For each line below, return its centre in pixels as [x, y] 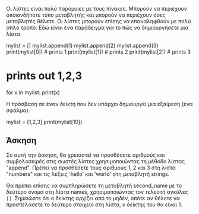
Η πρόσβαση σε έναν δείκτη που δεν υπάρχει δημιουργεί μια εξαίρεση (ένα [99, 104]
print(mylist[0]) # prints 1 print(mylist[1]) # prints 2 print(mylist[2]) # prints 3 [99, 52]
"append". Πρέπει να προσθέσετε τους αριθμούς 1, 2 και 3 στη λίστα [91, 168]
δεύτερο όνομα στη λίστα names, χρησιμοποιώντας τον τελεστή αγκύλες [97, 192]
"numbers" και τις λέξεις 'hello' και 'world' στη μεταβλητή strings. [88, 174]
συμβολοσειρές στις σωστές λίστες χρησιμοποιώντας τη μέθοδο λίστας [96, 161]
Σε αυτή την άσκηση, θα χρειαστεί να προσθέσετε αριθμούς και [86, 155]
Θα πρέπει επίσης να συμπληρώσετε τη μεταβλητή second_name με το [94, 185]
